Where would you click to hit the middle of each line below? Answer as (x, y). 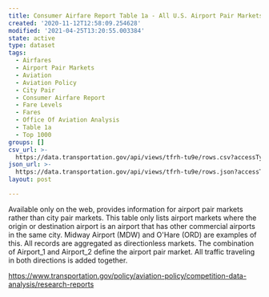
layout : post (30, 180)
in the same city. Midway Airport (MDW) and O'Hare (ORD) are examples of (133, 235)
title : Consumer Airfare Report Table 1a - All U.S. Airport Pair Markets (136, 16)
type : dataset (32, 46)
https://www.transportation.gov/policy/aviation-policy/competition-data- (127, 275)
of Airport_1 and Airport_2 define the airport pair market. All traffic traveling (132, 251)
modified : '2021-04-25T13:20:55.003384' (77, 30)
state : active (32, 38)
